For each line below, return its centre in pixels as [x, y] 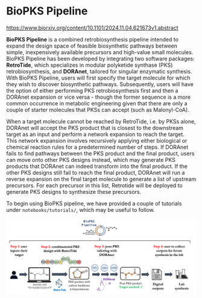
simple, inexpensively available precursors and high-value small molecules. [100, 52]
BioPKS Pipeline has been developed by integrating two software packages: [100, 58]
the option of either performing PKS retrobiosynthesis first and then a [92, 90]
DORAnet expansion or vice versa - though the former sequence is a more [99, 97]
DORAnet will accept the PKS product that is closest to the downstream [95, 128]
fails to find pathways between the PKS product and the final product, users [100, 153]
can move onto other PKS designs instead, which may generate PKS [91, 160]
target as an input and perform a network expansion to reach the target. [96, 134]
